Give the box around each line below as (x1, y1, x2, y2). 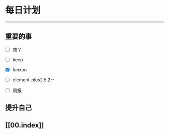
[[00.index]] (5, 121, 44, 129)
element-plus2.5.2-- (12, 76, 55, 83)
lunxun (12, 66, 27, 73)
